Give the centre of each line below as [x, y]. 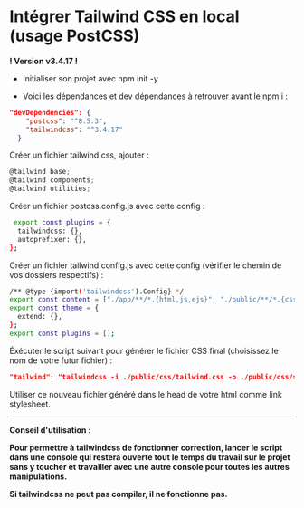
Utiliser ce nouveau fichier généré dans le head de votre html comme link [146, 394]
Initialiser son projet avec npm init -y [90, 78]
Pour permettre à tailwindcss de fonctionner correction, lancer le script [146, 447]
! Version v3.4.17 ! [44, 61]
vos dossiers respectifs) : [57, 274]
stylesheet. [30, 404]
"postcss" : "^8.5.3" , [66, 121]
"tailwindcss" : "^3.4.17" [75, 129]
